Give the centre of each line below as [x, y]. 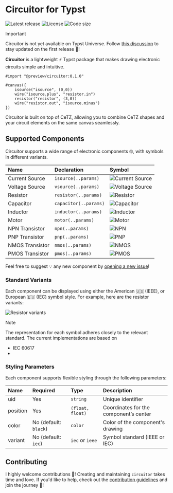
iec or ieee [84, 441]
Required [44, 391]
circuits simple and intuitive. [35, 67]
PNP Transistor [26, 236]
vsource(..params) [77, 187]
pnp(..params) [72, 237]
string [79, 399]
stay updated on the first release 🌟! [42, 49]
